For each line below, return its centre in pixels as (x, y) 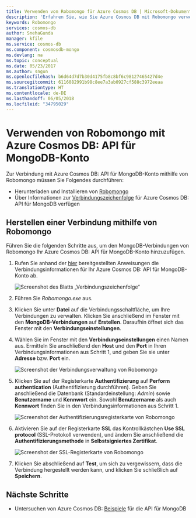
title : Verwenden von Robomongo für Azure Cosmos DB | (74, 11)
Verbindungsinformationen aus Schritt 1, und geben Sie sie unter (92, 352)
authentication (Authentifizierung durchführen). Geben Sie (85, 387)
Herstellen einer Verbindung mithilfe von (82, 222)
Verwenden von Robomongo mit (86, 133)
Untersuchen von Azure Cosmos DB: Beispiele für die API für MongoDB (100, 509)
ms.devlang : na (24, 55)
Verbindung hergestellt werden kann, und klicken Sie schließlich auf (96, 470)
